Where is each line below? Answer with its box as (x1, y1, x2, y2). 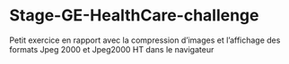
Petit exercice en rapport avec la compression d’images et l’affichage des (9, 35, 281, 45)
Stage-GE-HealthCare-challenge (9, 5, 259, 26)
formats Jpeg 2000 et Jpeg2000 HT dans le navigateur (9, 44, 215, 54)
